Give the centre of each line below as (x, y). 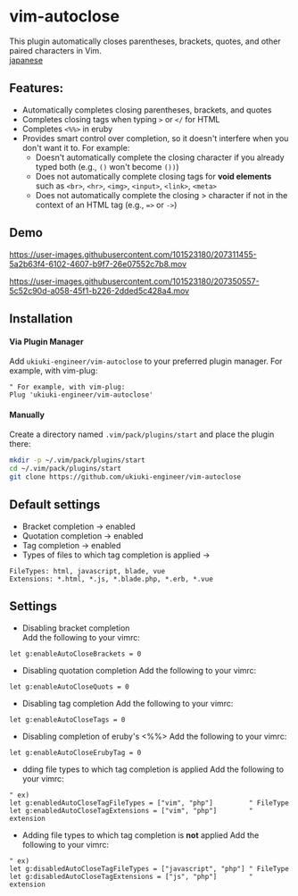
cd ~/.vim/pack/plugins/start (66, 469)
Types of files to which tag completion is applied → (116, 555)
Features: (37, 88)
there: (20, 444)
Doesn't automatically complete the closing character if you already (160, 157)
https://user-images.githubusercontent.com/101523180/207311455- (133, 254)
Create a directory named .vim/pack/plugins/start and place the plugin (142, 434)
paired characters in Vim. (56, 50)
